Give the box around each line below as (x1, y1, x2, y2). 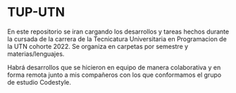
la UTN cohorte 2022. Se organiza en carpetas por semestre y (7, 42, 189, 50)
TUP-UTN (7, 4, 66, 20)
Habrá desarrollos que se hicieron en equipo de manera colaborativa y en (7, 63, 221, 71)
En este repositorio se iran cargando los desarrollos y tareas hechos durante (7, 27, 230, 36)
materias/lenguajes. (7, 50, 65, 58)
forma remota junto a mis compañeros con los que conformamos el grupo (7, 71, 222, 79)
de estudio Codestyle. (7, 78, 72, 86)
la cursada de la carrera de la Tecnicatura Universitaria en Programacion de (7, 34, 227, 43)
